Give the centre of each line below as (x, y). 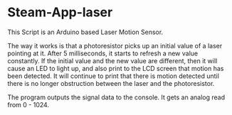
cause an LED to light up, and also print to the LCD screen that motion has (116, 68)
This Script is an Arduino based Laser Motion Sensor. (85, 32)
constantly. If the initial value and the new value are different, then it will (112, 60)
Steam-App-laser (60, 12)
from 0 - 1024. (28, 104)
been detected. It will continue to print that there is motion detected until (113, 76)
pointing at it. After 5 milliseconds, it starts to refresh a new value (103, 53)
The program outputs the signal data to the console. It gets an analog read (116, 97)
